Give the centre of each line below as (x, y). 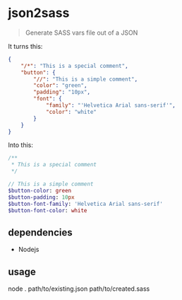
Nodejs (29, 250)
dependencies (40, 232)
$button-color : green (40, 190)
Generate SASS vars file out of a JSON (81, 33)
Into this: (21, 145)
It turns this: (25, 46)
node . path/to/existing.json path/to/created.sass (79, 289)
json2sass (39, 13)
